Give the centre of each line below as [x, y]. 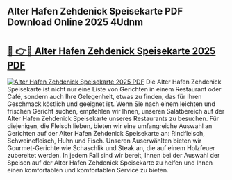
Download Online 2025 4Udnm [75, 22]
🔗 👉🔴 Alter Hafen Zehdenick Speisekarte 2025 [111, 51]
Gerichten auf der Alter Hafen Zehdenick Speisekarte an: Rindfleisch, [106, 133]
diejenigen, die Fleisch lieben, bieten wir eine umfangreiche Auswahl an [110, 126]
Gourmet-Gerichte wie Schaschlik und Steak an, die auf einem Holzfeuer [111, 148]
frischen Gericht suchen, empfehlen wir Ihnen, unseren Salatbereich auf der [116, 111]
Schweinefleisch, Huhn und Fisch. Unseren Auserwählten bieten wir [105, 141]
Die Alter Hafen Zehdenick [183, 82]
